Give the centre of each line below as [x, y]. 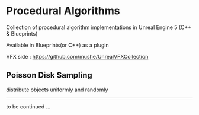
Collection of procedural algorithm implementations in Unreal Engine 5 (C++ [99, 27]
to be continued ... [28, 106]
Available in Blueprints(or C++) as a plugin [57, 45]
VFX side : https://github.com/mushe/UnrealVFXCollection [77, 56]
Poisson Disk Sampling [49, 75]
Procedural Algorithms [63, 11]
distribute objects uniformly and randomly [57, 90]
